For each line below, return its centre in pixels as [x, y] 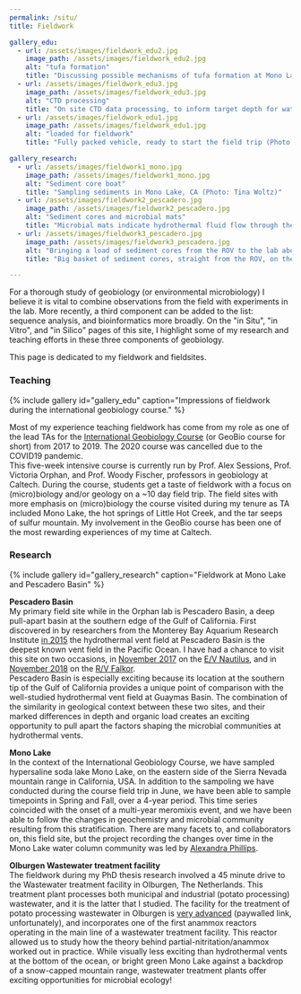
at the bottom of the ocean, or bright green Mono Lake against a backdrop [146, 961]
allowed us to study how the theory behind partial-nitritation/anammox [139, 941]
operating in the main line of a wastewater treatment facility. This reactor [143, 932]
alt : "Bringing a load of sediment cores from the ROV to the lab [152, 251]
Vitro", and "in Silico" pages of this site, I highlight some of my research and [149, 330]
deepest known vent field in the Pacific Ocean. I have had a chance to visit [147, 649]
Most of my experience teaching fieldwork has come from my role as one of [149, 427]
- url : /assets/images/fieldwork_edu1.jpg [98, 118]
